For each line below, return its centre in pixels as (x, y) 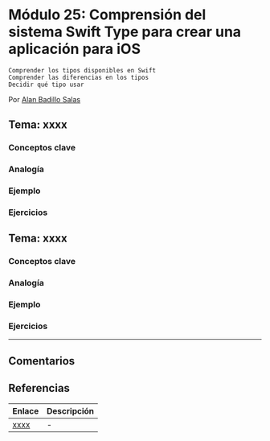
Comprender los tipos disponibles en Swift (82, 70)
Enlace (26, 410)
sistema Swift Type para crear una (125, 32)
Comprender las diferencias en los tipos (79, 77)
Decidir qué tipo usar (46, 84)
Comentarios (42, 361)
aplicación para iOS (74, 49)
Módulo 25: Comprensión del (107, 15)
